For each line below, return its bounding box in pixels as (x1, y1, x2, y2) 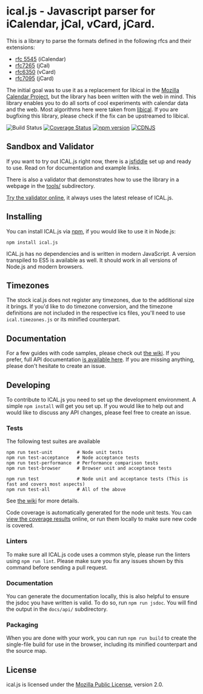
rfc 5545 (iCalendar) (15, 55, 67, 62)
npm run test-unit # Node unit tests (6, 450, 123, 456)
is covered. (6, 522, 35, 529)
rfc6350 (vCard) (15, 68, 56, 75)
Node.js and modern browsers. (6, 262, 84, 270)
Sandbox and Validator (6, 141, 94, 152)
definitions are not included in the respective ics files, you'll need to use (6, 309, 186, 316)
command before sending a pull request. (6, 564, 108, 571)
